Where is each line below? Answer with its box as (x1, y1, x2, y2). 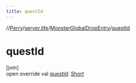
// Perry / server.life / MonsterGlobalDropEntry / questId (6, 24, 130, 31)
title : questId (6, 8, 43, 15)
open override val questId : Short (6, 70, 84, 77)
